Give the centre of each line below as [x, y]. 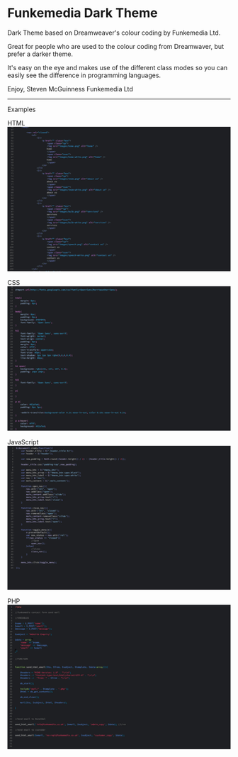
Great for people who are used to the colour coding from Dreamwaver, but [116, 46]
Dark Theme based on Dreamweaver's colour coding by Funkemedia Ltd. [114, 33]
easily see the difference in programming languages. [84, 75]
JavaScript [23, 442]
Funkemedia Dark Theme [83, 13]
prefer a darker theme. [40, 54]
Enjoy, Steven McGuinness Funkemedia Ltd [70, 89]
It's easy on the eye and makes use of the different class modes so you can [118, 67]
